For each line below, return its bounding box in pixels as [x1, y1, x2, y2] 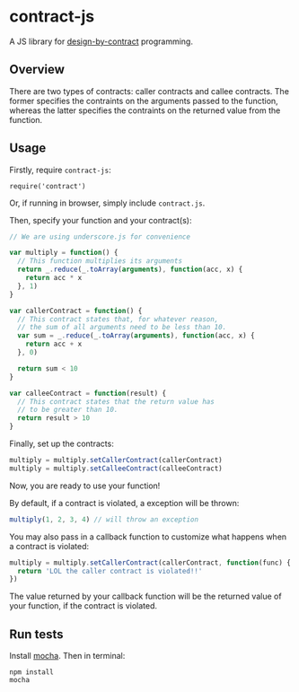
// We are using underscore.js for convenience [9, 232, 191, 241]
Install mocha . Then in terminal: [9, 651, 126, 661]
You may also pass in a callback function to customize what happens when [9, 531, 287, 542]
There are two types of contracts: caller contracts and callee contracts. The [9, 85, 290, 96]
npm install [9, 668, 54, 677]
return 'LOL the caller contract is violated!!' [17, 566, 203, 575]
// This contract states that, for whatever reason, [17, 314, 219, 324]
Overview [9, 62, 66, 77]
